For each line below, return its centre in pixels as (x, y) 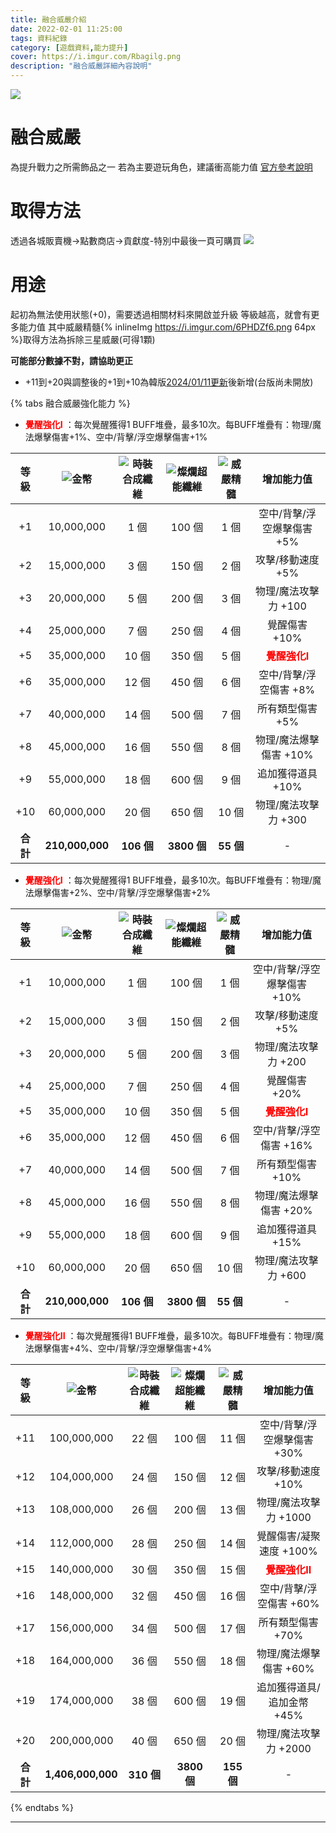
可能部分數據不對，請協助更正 (71, 360)
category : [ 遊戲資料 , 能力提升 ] (69, 47)
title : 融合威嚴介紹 (48, 19)
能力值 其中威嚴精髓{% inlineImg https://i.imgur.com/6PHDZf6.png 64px (167, 327)
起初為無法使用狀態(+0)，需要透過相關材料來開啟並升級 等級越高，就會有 (161, 314)
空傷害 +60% (288, 1603)
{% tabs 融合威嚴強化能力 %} (70, 403)
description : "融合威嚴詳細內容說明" (81, 66)
